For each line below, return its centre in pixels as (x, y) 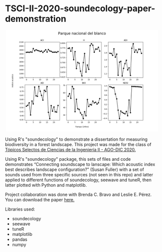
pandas (20, 239)
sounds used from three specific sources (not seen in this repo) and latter (79, 174)
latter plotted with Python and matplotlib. (46, 185)
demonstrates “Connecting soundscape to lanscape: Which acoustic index (80, 164)
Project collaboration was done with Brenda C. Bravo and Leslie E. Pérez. (79, 194)
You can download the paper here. (40, 199)
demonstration (36, 19)
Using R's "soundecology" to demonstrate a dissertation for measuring (76, 139)
